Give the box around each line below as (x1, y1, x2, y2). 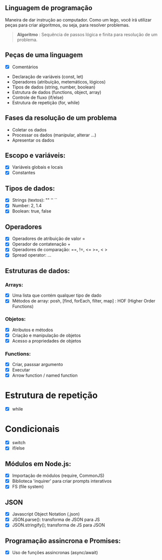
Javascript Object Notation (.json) (12, 511, 80, 517)
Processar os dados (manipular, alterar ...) (12, 132, 96, 138)
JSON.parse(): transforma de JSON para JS (12, 517, 100, 522)
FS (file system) (12, 484, 44, 490)
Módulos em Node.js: (5, 459, 72, 468)
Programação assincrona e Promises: (5, 537, 121, 545)
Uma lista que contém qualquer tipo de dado (12, 293, 102, 299)
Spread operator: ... (12, 252, 52, 258)
